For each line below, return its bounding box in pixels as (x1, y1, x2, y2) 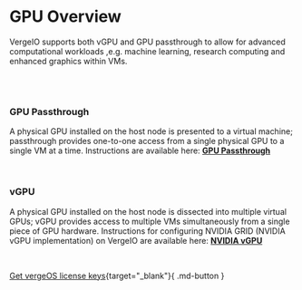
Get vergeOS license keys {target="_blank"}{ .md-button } (9, 270, 225, 281)
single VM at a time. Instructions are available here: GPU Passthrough (9, 145, 271, 156)
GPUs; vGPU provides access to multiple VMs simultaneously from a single (9, 216, 290, 227)
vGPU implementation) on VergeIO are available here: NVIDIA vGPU (9, 235, 263, 246)
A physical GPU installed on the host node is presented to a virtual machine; (9, 126, 293, 137)
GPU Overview (9, 6, 122, 27)
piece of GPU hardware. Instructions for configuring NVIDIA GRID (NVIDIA (9, 225, 286, 237)
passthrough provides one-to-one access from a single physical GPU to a (9, 136, 285, 147)
